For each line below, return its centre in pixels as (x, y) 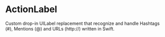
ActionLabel (31, 9)
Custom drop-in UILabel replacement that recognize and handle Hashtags (82, 23)
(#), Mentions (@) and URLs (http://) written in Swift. (60, 28)
